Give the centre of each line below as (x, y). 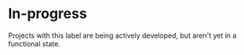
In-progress (48, 14)
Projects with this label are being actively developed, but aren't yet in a (122, 35)
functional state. (35, 43)
